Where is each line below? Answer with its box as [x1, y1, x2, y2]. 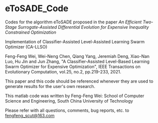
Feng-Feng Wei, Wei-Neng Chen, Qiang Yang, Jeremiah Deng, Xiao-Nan [5, 53, 150, 59]
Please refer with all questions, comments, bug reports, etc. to [5, 107, 129, 113]
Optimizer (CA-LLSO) [5, 44, 47, 50]
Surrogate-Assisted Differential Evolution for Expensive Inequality [17, 24, 149, 30]
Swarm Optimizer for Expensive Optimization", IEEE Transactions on [5, 64, 141, 70]
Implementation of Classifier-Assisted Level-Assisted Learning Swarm [5, 38, 145, 44]
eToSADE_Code [5, 3, 69, 14]
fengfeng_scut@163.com [5, 112, 55, 118]
